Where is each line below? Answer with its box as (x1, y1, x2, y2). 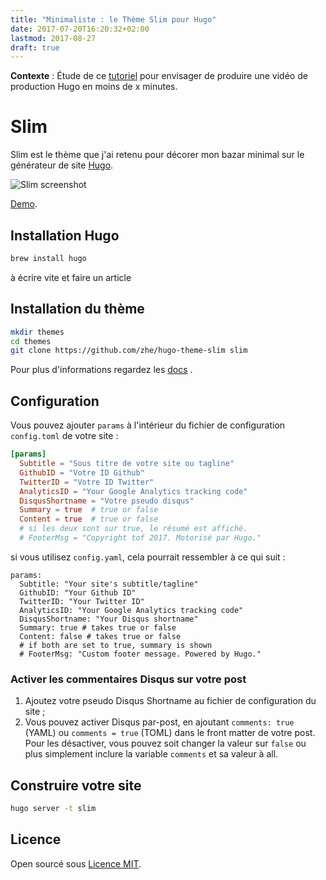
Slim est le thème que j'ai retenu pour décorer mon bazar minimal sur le (10, 149, 305, 161)
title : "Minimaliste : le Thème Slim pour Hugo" (10, 14, 217, 25)
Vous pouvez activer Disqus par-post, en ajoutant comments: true (24, 716, 295, 728)
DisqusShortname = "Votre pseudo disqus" (19, 496, 195, 506)
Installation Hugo (10, 227, 120, 244)
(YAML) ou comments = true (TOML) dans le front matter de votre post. (24, 727, 316, 739)
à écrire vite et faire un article (10, 271, 132, 283)
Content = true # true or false (19, 514, 159, 525)
